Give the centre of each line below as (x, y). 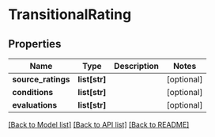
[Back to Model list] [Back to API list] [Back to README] (99, 125)
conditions (33, 92)
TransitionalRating (70, 15)
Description (137, 66)
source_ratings (41, 79)
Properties (35, 44)
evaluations (35, 105)
